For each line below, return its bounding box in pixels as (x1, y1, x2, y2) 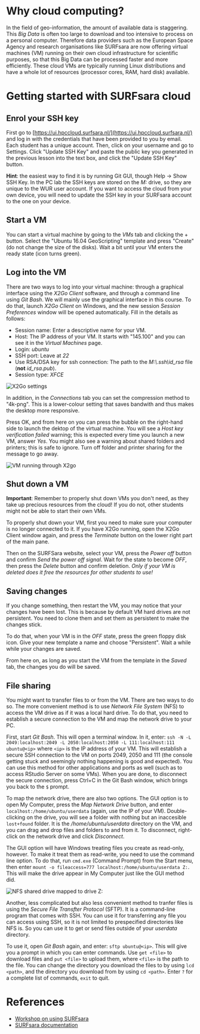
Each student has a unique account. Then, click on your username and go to (6, 142, 194, 149)
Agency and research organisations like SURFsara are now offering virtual (6, 43, 188, 50)
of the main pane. (6, 538, 50, 545)
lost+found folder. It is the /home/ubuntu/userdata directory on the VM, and (6, 820, 193, 827)
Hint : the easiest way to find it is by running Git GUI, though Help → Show (6, 172, 187, 179)
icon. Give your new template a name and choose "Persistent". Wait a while (6, 639, 191, 646)
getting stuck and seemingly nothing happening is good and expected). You (6, 758, 193, 764)
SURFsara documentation (14, 1021, 78, 1029)
